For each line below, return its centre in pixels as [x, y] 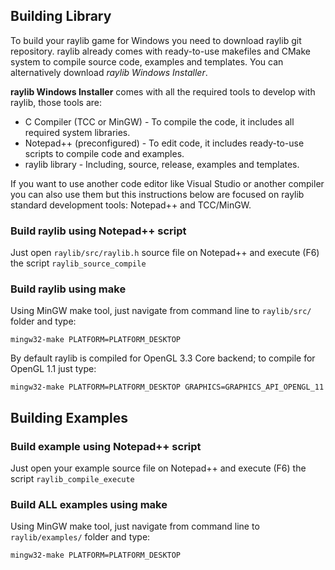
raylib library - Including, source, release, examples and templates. [162, 164]
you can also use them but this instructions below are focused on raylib [157, 194]
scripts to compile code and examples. [104, 153]
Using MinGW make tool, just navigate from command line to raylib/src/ [161, 311]
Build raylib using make [68, 289]
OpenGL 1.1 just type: [53, 369]
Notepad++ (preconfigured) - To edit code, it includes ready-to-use [164, 143]
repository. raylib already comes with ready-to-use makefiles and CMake [160, 51]
